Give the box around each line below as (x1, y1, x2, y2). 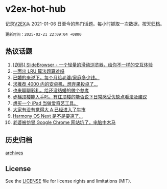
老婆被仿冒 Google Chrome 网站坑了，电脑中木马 (12, 119, 116, 125)
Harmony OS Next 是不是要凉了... (12, 113, 83, 119)
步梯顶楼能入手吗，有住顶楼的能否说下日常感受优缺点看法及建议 (12, 93, 147, 100)
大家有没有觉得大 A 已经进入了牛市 (12, 106, 86, 113)
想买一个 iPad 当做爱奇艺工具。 (12, 100, 79, 106)
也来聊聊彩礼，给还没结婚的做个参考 (12, 87, 89, 93)
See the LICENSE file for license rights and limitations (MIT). (5, 178, 132, 184)
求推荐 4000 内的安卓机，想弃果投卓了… (12, 80, 98, 87)
